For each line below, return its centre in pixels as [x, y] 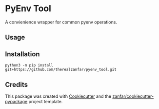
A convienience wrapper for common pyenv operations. [61, 22]
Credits [17, 84]
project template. [46, 101]
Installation [22, 54]
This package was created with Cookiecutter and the [58, 96]
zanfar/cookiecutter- [133, 96]
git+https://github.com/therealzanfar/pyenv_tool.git [61, 70]
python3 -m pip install [29, 65]
